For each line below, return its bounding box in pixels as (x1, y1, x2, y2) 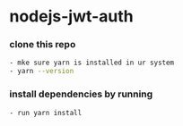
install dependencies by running (9, 88, 153, 100)
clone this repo (9, 38, 76, 51)
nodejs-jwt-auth (9, 6, 135, 27)
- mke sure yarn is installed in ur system (9, 58, 175, 68)
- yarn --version (9, 67, 74, 76)
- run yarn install (9, 108, 83, 117)
